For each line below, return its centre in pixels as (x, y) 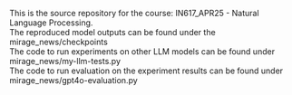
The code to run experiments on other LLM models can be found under (142, 52)
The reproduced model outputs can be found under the (112, 32)
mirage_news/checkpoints (59, 42)
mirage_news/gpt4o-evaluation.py (73, 80)
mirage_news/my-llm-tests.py (65, 61)
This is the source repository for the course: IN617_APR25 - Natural (135, 13)
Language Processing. (51, 23)
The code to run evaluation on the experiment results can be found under (146, 71)
